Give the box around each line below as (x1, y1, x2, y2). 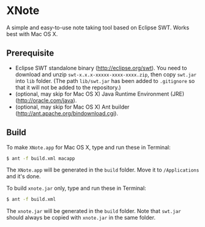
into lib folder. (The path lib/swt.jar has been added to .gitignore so (15, 77, 195, 84)
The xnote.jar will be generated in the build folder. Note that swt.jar (6, 207, 182, 215)
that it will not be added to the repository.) (15, 84, 121, 91)
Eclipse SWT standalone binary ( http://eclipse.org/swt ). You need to (15, 64, 187, 71)
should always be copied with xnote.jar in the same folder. (6, 214, 156, 222)
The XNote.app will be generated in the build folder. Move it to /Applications (6, 166, 199, 174)
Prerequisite (6, 48, 54, 59)
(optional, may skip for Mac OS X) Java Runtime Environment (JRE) (15, 90, 185, 98)
